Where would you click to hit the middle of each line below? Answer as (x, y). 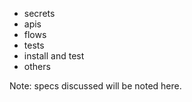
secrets (39, 13)
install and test (54, 56)
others (37, 66)
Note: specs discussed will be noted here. (95, 86)
